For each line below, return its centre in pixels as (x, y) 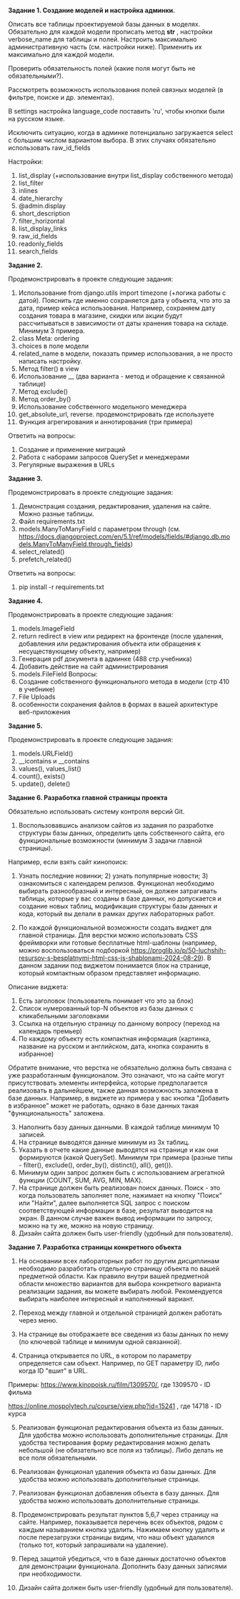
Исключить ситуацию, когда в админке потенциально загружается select (121, 132)
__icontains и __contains (54, 761)
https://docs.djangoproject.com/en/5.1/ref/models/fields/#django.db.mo (124, 536)
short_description (44, 213)
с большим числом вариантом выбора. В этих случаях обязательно (112, 140)
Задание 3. (26, 478)
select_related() (41, 552)
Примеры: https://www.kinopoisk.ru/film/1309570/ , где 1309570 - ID (109, 1384)
